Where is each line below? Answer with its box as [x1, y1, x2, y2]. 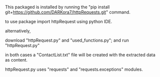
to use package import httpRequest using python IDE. [5, 19, 112, 24]
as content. [5, 57, 28, 62]
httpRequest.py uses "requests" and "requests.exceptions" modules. [5, 66, 143, 72]
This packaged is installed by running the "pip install [5, 4, 110, 10]
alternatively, [5, 28, 31, 33]
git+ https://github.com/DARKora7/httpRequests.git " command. [5, 9, 131, 15]
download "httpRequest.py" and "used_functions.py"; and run [5, 37, 129, 43]
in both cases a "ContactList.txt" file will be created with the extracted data [5, 52, 156, 58]
